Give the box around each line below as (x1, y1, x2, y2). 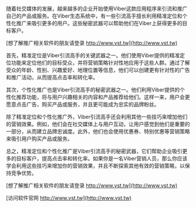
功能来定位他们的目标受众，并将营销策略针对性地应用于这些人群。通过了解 (10, 59, 190, 66)
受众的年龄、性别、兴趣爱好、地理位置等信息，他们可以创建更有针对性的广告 (6, 67, 190, 73)
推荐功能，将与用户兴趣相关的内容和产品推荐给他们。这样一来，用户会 (16, 94, 185, 101)
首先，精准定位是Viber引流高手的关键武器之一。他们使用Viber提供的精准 (6, 52, 180, 58)
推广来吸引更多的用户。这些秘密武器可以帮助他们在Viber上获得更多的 (16, 20, 183, 26)
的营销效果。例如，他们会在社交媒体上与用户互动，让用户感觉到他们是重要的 (6, 120, 190, 127)
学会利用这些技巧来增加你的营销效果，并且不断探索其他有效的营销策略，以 (6, 163, 185, 169)
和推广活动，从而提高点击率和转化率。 (6, 74, 98, 81)
